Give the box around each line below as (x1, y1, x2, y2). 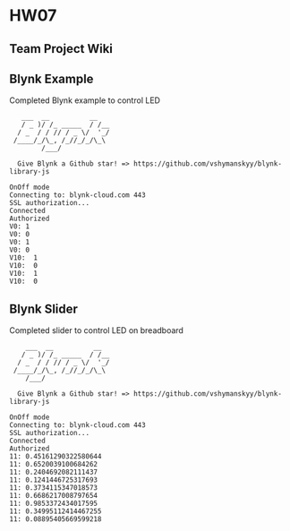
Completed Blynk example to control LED (9, 95, 161, 106)
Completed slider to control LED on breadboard (9, 325, 183, 336)
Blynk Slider (9, 301, 79, 316)
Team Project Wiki (9, 41, 114, 56)
